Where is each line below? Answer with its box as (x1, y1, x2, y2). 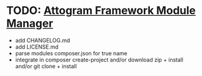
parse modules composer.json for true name (15, 49, 127, 57)
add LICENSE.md (15, 43, 59, 50)
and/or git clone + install (15, 62, 77, 70)
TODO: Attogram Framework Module (6, 4, 196, 18)
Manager (6, 16, 53, 30)
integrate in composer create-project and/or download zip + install (15, 56, 184, 63)
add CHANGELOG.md (15, 36, 70, 44)
